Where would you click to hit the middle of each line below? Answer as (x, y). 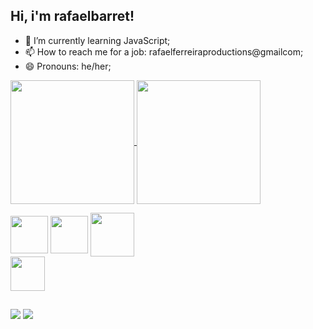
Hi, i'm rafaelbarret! (72, 16)
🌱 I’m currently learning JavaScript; (97, 40)
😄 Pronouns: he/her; (68, 66)
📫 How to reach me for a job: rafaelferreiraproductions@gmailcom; (164, 51)
